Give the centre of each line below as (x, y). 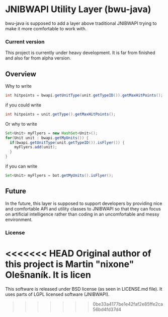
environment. (19, 219)
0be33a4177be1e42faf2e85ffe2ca (128, 304)
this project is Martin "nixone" (70, 264)
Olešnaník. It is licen (48, 275)
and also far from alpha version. (38, 58)
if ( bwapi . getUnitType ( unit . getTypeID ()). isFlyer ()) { (67, 142)
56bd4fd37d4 (107, 309)
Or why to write (21, 124)
